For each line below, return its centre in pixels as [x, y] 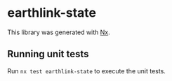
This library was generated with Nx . [59, 32]
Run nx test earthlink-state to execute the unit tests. [87, 71]
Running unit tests [48, 54]
